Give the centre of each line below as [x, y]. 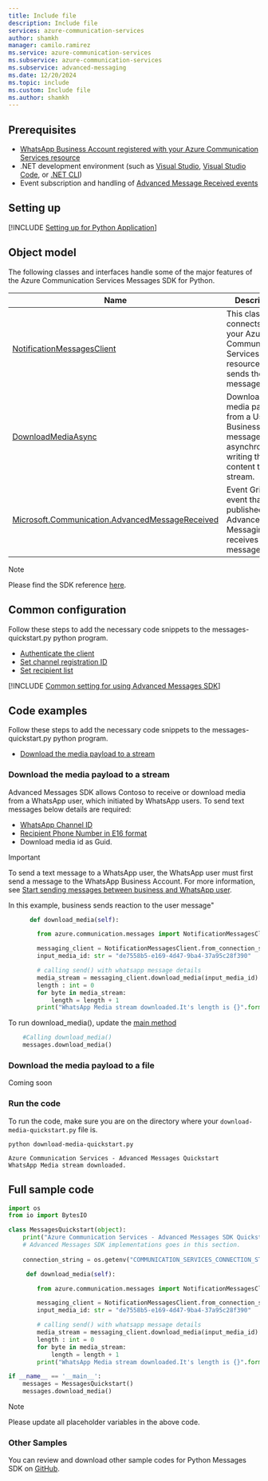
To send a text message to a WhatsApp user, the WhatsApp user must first [131, 872]
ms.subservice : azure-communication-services [85, 61]
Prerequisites [42, 130]
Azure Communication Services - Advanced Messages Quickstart [114, 1158]
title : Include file [43, 16]
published [245, 509]
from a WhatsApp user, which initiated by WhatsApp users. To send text [126, 800]
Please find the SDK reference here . [67, 585]
